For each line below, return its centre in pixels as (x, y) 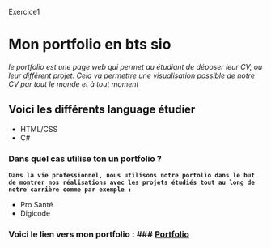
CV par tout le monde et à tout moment (74, 83)
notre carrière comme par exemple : (70, 190)
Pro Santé (36, 205)
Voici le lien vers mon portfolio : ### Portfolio (99, 234)
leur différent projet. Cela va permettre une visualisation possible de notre (131, 75)
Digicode (35, 213)
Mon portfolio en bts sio (90, 45)
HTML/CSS (39, 129)
